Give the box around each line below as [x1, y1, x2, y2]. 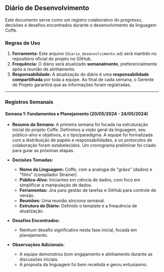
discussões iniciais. [19, 256, 59, 262]
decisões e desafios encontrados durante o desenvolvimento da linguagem [5, 22, 157, 28]
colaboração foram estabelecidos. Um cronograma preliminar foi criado [12, 142, 156, 148]
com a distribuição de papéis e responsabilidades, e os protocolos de [12, 137, 152, 143]
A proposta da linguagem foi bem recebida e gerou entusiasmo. [19, 262, 148, 268]
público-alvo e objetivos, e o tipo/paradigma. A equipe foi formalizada [12, 132, 153, 138]
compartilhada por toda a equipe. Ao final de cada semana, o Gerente [12, 77, 154, 83]
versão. [19, 193, 35, 199]
